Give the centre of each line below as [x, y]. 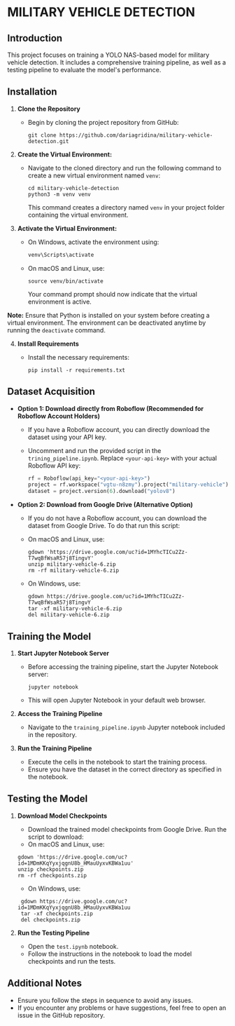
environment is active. [60, 302]
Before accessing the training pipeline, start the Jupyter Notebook [123, 666]
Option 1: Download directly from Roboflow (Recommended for [111, 408]
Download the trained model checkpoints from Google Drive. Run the [127, 829]
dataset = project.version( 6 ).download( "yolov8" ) [102, 492]
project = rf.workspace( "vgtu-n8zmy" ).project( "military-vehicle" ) [128, 485]
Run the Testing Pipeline [54, 933]
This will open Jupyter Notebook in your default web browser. [117, 700]
